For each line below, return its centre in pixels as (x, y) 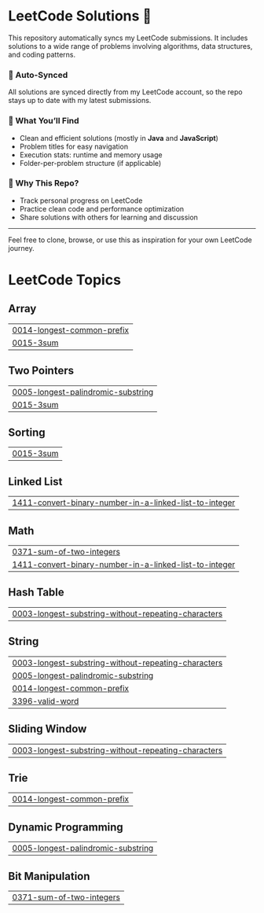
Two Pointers (41, 371)
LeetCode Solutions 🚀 (80, 16)
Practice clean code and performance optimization (102, 208)
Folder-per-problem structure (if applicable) (90, 163)
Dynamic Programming (66, 827)
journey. (21, 248)
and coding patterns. (42, 54)
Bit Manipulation (49, 876)
